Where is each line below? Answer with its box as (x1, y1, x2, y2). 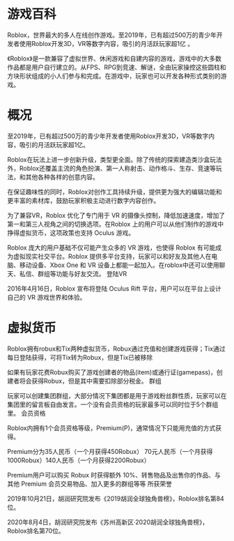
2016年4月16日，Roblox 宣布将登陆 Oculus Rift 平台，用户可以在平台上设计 (7, 284, 221, 293)
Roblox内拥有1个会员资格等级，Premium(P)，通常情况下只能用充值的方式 (7, 423, 216, 432)
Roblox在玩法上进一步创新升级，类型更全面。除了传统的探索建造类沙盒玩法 (7, 155, 222, 164)
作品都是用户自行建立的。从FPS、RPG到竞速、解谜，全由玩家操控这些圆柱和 (7, 63, 226, 71)
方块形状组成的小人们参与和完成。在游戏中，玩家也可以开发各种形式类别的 (7, 71, 221, 80)
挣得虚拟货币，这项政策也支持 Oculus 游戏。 (7, 228, 134, 237)
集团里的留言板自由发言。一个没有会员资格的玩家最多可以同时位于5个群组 (7, 400, 219, 409)
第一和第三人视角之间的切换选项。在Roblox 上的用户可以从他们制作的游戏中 (7, 220, 224, 228)
